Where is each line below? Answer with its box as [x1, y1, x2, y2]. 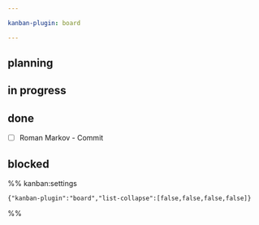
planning [7, 56, 54, 70]
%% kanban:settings [7, 179, 78, 188]
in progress [7, 84, 67, 97]
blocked [7, 157, 50, 171]
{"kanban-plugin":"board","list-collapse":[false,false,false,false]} [7, 194, 252, 203]
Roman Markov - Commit [19, 133, 104, 143]
